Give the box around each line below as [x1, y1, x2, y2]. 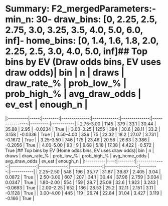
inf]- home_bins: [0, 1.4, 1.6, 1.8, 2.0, [5, 35, 159, 47]
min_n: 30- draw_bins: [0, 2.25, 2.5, [5, 14, 157, 25]
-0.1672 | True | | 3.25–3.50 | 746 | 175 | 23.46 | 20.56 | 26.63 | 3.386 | [5, 136, 150, 143]
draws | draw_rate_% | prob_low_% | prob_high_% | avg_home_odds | [5, 152, 149, 158]
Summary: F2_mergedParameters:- [5, 3, 156, 15]
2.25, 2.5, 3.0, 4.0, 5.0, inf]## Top [5, 46, 148, 57]
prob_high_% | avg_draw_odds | [5, 88, 141, 100]
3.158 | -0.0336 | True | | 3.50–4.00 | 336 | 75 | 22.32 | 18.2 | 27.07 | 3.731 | [5, 131, 159, 137]
